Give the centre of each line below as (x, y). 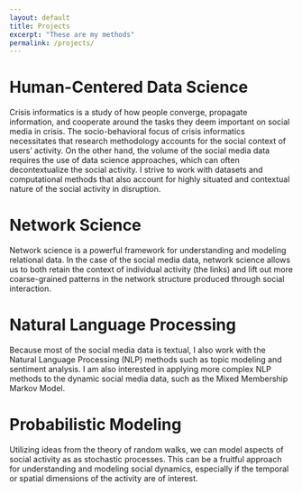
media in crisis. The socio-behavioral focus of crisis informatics (127, 132)
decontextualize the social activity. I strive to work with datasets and (136, 170)
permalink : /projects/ (52, 43)
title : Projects (40, 26)
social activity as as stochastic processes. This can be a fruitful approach (146, 459)
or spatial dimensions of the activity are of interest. (104, 478)
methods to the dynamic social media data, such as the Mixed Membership (149, 379)
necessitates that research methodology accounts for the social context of (148, 142)
